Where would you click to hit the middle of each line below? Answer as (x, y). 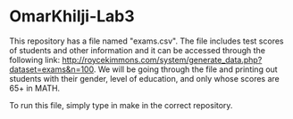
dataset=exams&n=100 (51, 69)
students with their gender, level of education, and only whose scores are (144, 78)
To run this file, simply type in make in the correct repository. (121, 105)
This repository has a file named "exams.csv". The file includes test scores (146, 41)
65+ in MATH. (35, 88)
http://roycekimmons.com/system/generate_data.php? (162, 59)
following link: (35, 59)
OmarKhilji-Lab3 (72, 16)
